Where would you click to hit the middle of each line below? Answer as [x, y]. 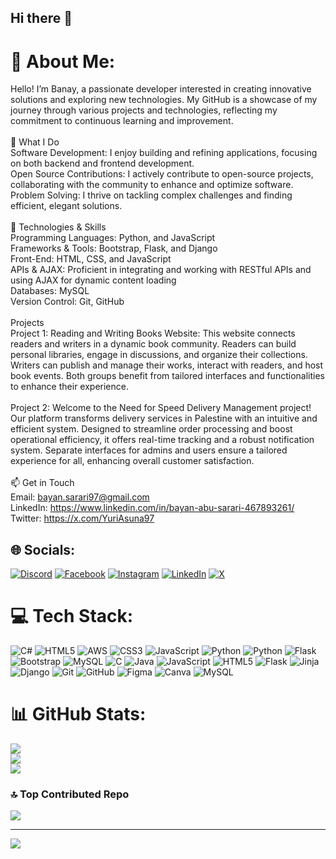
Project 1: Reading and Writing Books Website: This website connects [153, 333]
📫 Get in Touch [42, 483]
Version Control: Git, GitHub [67, 302]
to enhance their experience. [69, 387]
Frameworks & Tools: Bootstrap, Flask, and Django [114, 248]
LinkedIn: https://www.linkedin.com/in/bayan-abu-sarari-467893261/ [152, 508]
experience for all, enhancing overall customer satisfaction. [132, 461]
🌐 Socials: [43, 549]
